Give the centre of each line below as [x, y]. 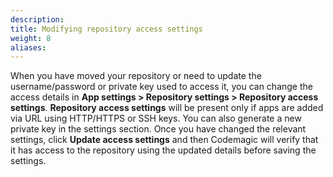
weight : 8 [31, 38]
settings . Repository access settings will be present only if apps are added [167, 108]
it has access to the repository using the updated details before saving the [163, 150]
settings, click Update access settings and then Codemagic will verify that [164, 140]
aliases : [28, 47]
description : [37, 19]
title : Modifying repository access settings [106, 29]
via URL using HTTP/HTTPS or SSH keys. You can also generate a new [156, 118]
